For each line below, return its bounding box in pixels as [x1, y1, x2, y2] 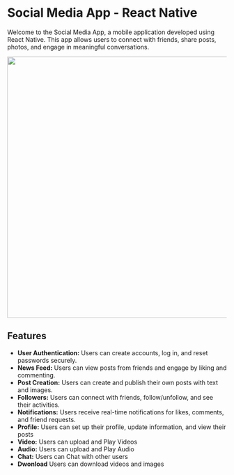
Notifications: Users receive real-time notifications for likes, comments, [17, 407, 224, 416]
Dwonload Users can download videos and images [17, 460, 164, 468]
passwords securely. [17, 356, 77, 364]
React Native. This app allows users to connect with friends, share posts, [7, 35, 217, 43]
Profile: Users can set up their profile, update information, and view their [17, 423, 226, 431]
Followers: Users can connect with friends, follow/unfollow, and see [17, 393, 214, 401]
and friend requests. [17, 415, 76, 423]
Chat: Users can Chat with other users [17, 452, 129, 460]
